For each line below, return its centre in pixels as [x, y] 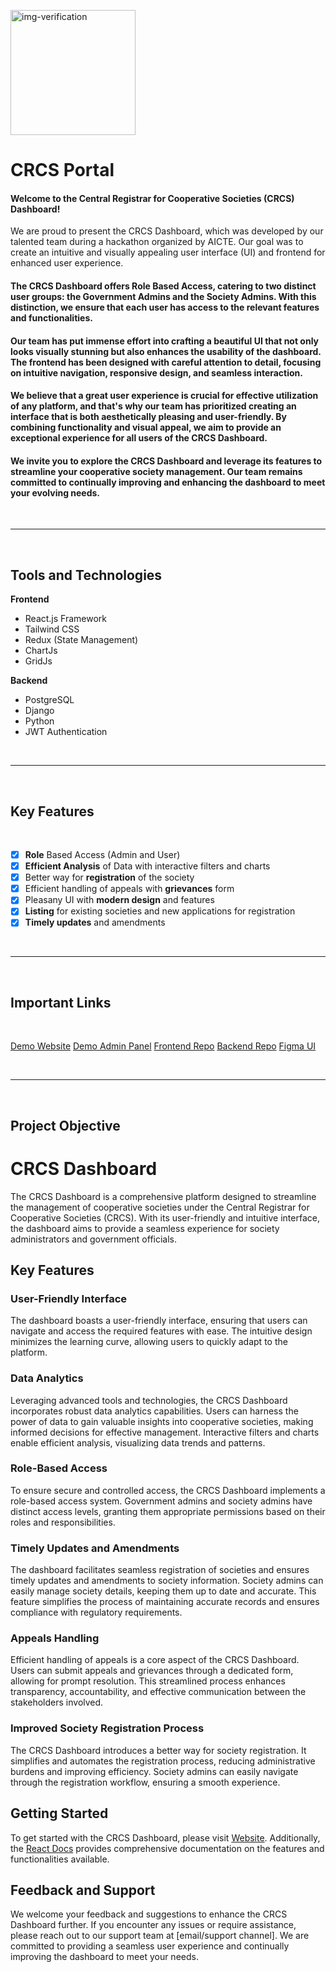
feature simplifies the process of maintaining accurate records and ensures [165, 1602]
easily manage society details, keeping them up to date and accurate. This [163, 1591]
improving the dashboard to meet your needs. [104, 1957]
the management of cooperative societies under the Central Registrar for [160, 1207]
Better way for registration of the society [109, 877]
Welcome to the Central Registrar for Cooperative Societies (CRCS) [152, 198]
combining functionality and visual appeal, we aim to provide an [146, 427]
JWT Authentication [66, 732]
